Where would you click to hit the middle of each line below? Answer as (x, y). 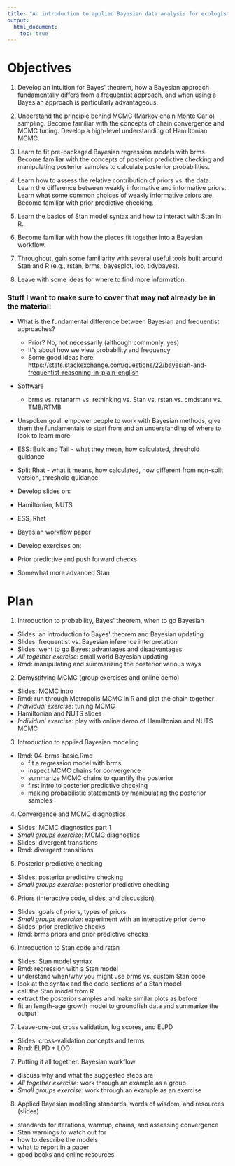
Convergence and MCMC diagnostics (71, 814)
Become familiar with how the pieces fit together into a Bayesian (110, 237)
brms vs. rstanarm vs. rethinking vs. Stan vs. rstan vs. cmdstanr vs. (125, 400)
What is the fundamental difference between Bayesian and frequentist (118, 322)
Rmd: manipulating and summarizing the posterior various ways (109, 664)
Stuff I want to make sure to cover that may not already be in (111, 297)
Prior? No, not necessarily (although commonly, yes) (104, 343)
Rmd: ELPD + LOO (44, 1048)
